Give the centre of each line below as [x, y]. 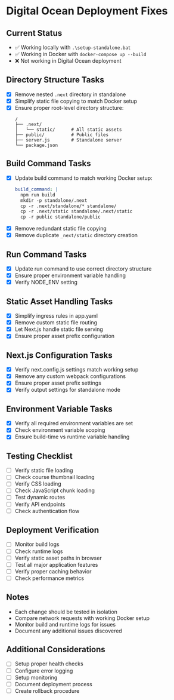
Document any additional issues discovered [68, 631]
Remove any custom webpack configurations [70, 376]
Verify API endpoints [40, 504]
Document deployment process [53, 684]
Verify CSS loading [38, 484]
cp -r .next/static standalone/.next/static [77, 211]
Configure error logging [44, 671]
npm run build [38, 195]
